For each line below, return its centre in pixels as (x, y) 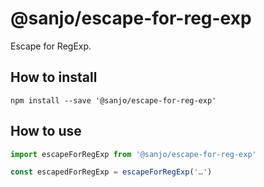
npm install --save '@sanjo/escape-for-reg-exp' (113, 100)
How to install (54, 77)
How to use (46, 131)
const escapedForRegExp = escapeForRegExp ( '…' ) (111, 172)
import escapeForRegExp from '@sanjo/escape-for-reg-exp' (133, 154)
